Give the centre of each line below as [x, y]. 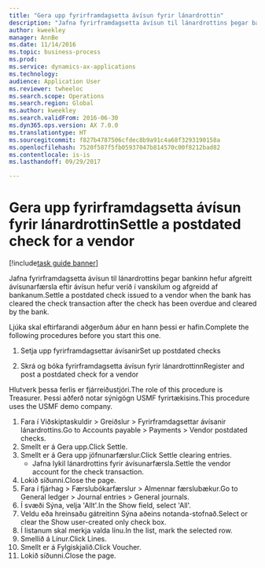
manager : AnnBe [34, 37]
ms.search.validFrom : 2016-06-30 [64, 118]
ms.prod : [23, 60]
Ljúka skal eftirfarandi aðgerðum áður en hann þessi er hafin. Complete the [129, 327]
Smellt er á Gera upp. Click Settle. [74, 447]
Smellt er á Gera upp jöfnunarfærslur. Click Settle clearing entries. [126, 455]
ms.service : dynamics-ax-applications [72, 67]
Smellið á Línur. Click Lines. [63, 539]
